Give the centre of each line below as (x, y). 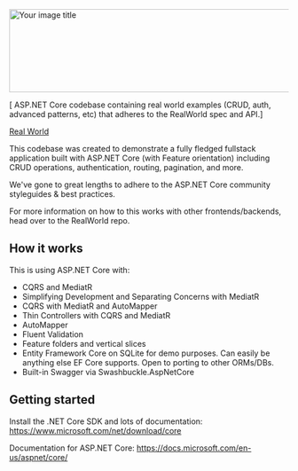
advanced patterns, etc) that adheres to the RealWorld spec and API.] (136, 114)
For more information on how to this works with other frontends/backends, (145, 211)
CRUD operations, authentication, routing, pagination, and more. (126, 167)
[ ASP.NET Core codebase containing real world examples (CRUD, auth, (140, 105)
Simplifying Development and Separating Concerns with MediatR (141, 296)
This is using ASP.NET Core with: (70, 270)
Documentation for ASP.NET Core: (72, 448)
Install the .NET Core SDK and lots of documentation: (106, 421)
